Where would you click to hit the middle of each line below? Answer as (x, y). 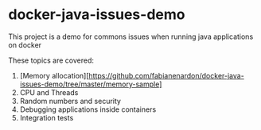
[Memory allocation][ (54, 75)
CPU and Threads (49, 92)
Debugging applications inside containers (88, 109)
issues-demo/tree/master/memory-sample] (91, 84)
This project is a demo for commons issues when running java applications (131, 36)
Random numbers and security (70, 101)
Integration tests (47, 117)
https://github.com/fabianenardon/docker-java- (166, 75)
